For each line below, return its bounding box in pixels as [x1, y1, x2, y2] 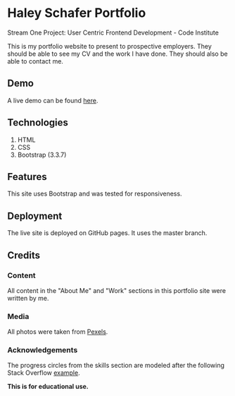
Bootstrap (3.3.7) [17, 150, 67, 159]
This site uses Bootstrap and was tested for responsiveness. [7, 189, 182, 198]
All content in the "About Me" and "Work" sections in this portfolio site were [7, 286, 227, 294]
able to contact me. [7, 56, 63, 65]
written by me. [7, 294, 49, 302]
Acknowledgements [7, 345, 78, 355]
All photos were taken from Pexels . [7, 328, 108, 336]
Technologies [7, 116, 69, 128]
